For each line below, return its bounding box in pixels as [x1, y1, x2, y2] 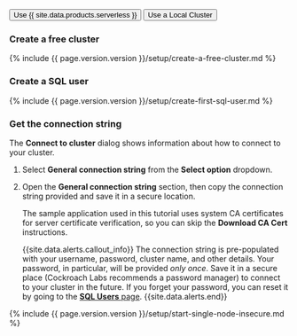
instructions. [21, 226, 68, 238]
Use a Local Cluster [147, 11, 213, 20]
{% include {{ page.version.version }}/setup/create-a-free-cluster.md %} [9, 53, 277, 64]
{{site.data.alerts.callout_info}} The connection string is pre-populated [21, 244, 279, 254]
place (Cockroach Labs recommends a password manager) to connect [21, 272, 281, 283]
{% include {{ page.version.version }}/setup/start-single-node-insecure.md [9, 308, 285, 318]
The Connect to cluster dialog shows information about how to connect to [9, 137, 281, 148]
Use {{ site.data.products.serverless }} [13, 11, 137, 20]
